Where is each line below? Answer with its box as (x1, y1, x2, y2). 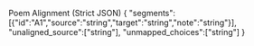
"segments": (128, 8, 176, 18)
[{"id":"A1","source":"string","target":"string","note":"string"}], (8, 17, 237, 28)
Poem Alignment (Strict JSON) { (8, 8, 127, 18)
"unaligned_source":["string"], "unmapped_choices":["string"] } (8, 27, 246, 37)
